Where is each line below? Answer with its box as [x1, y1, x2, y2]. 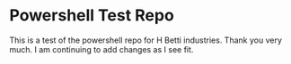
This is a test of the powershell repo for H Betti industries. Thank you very [9, 35, 283, 45]
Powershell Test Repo [9, 5, 175, 26]
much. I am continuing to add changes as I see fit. [9, 44, 194, 54]
